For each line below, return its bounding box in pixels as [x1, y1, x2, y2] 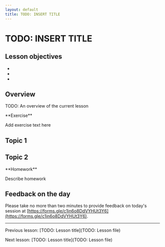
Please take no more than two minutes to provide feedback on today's [5, 203, 147, 209]
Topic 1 [5, 136, 27, 145]
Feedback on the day [5, 190, 71, 198]
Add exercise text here [5, 122, 51, 128]
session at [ [5, 208, 28, 214]
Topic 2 [5, 153, 28, 162]
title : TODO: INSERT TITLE [5, 12, 60, 17]
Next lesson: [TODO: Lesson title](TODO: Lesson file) [5, 237, 113, 243]
